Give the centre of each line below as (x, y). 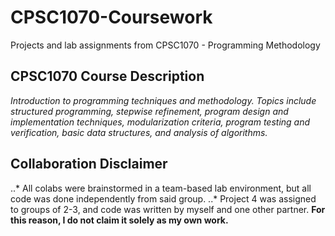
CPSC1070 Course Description (107, 76)
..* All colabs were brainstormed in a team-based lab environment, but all (161, 188)
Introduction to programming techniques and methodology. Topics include (163, 100)
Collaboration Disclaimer (89, 164)
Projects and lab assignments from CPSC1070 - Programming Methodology (165, 45)
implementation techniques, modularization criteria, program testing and (160, 122)
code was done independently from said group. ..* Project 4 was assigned (163, 198)
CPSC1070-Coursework (111, 17)
